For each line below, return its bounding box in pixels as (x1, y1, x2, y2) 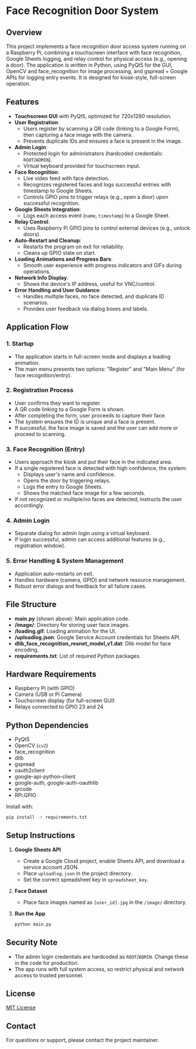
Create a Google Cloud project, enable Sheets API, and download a (23, 857, 185, 864)
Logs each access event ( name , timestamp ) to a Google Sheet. (23, 212, 170, 219)
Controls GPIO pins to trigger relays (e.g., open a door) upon (23, 193, 169, 200)
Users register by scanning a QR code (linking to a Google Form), (23, 125, 180, 132)
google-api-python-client (14, 773, 76, 780)
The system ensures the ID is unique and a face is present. (14, 418, 156, 425)
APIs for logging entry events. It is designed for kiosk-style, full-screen (6, 74, 176, 81)
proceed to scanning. (14, 430, 66, 437)
